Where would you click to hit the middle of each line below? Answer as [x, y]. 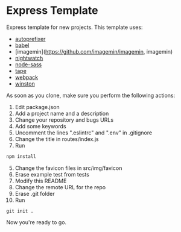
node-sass [28, 64]
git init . [20, 211]
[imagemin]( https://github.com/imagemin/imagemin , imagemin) [94, 51]
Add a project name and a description [62, 113]
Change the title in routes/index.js [57, 139]
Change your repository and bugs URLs [64, 120]
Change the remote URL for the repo [60, 187]
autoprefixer [30, 39]
